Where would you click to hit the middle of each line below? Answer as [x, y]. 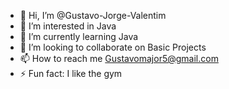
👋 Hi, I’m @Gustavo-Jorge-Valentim [93, 15]
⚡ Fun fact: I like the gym [71, 73]
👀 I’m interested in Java [68, 26]
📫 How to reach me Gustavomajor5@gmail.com [119, 58]
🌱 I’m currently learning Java [79, 36]
